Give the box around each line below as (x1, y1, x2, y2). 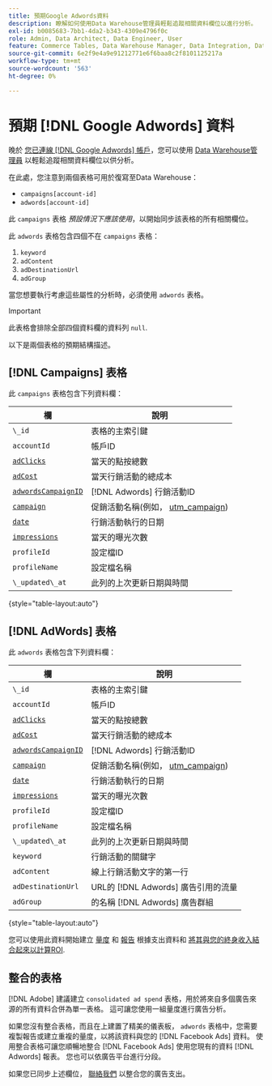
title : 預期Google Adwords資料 (8, 11, 109, 20)
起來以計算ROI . (15, 945, 66, 955)
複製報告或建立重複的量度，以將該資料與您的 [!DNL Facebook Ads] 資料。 (8, 1032, 255, 1041)
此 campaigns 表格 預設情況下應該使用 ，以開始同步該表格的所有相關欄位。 (8, 214, 253, 224)
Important (8, 305, 41, 316)
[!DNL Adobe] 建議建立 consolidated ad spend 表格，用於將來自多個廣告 (8, 994, 250, 1003)
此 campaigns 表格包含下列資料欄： (8, 389, 124, 398)
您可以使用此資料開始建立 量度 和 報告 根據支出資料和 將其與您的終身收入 (8, 935, 253, 944)
